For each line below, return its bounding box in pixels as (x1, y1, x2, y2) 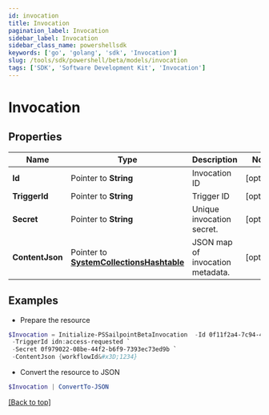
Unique (191, 203, 220, 215)
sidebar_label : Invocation (8, 34, 98, 42)
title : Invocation (8, 19, 70, 27)
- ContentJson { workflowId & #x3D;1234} (11, 353, 138, 361)
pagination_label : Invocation (8, 26, 110, 34)
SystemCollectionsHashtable (70, 256, 185, 268)
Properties (8, 130, 62, 144)
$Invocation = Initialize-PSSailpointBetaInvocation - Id (8, 330, 206, 339)
